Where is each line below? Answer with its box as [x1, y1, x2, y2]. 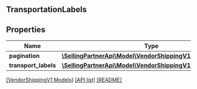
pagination [9, 52, 40, 60]
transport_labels [9, 61, 56, 70]
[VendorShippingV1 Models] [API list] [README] [6, 76, 122, 84]
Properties [6, 25, 46, 35]
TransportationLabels [6, 5, 87, 15]
